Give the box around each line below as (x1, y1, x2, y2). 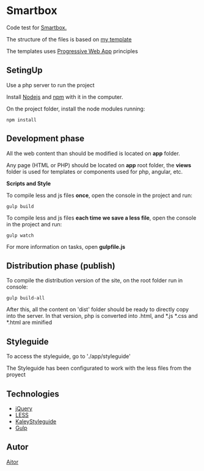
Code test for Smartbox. (6, 24, 67, 31)
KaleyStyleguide (15, 418, 57, 425)
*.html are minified (6, 318, 53, 326)
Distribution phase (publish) (6, 261, 115, 271)
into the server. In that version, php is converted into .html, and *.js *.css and (6, 312, 199, 320)
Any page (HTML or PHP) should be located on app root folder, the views (6, 161, 191, 168)
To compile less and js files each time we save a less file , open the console (6, 214, 197, 221)
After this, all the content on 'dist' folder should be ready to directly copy (6, 306, 189, 313)
